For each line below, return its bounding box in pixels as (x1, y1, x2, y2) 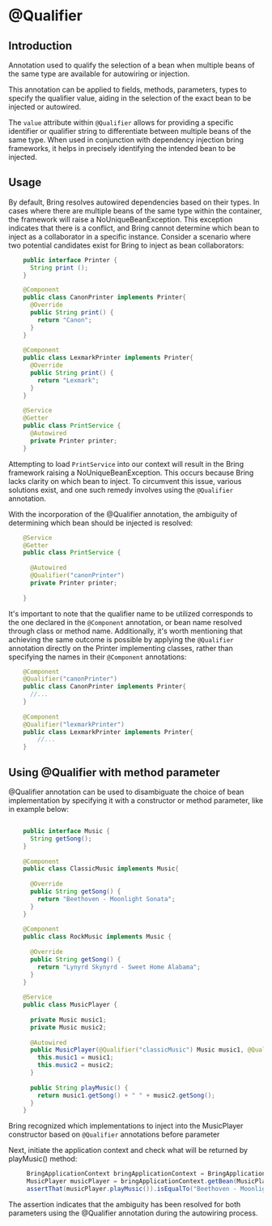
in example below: (8, 805, 70, 814)
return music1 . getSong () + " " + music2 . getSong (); (37, 1091, 216, 1099)
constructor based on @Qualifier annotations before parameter (8, 1129, 220, 1139)
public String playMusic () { (29, 1083, 129, 1092)
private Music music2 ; (29, 1023, 107, 1031)
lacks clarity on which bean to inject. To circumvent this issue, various (8, 476, 242, 486)
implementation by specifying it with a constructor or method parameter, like (8, 796, 264, 805)
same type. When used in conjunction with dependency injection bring (8, 135, 244, 145)
